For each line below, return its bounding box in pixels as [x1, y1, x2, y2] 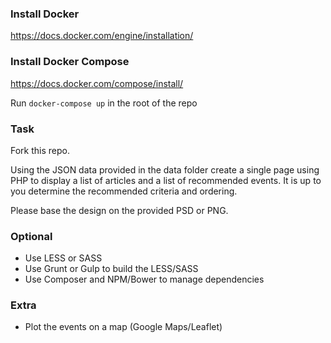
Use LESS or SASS [24, 252, 103, 264]
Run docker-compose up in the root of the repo [10, 97, 198, 109]
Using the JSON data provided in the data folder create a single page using [10, 163, 320, 176]
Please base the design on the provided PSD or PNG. [10, 204, 229, 216]
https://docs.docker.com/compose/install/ [10, 77, 184, 89]
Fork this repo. [10, 144, 70, 156]
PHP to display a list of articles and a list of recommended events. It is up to [10, 174, 322, 186]
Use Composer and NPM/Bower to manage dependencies [24, 273, 265, 286]
